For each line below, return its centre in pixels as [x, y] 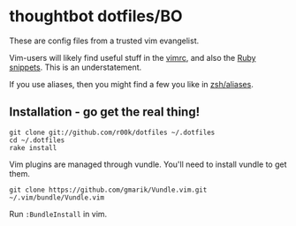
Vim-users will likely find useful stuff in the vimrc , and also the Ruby [133, 57]
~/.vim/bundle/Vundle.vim [57, 197]
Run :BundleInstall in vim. [58, 214]
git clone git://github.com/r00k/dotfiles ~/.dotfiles [112, 132]
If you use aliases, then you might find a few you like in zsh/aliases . [131, 84]
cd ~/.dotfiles [37, 140]
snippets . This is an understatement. [76, 67]
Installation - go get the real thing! [105, 112]
